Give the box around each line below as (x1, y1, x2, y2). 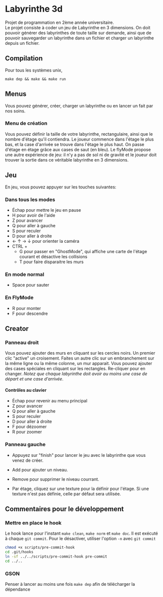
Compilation (5, 54, 43, 63)
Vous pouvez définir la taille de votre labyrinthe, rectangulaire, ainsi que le (5, 131, 153, 137)
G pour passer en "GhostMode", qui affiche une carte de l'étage (19, 248, 147, 254)
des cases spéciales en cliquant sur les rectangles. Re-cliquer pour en (5, 366, 146, 372)
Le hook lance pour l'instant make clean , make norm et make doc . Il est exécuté (5, 530, 158, 536)
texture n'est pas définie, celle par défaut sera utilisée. (12, 490, 121, 497)
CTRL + (12, 243, 28, 249)
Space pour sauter (12, 282, 49, 288)
